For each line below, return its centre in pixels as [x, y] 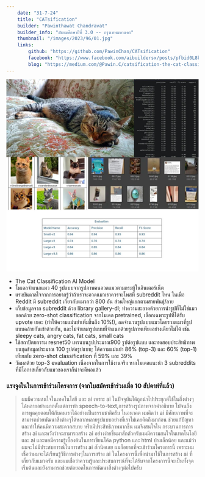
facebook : [41, 58]
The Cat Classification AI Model [55, 281]
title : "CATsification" [48, 19]
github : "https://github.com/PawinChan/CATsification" [99, 52]
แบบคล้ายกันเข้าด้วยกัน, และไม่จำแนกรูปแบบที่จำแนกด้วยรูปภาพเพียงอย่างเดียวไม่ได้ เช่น [103, 329]
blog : [35, 64]
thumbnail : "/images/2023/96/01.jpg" [65, 39]
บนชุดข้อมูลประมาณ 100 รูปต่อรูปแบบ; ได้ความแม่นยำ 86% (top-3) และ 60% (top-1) [106, 349]
